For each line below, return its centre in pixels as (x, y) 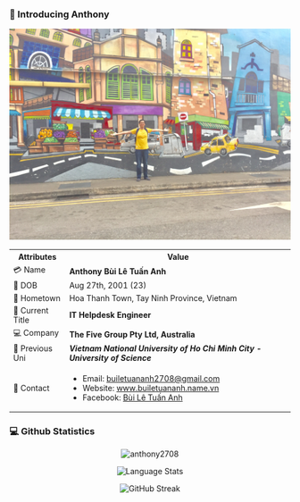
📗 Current (31, 310)
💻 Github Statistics (52, 431)
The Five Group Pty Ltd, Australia (132, 334)
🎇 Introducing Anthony (59, 14)
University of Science (110, 358)
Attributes (37, 256)
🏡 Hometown (37, 297)
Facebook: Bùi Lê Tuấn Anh (133, 397)
